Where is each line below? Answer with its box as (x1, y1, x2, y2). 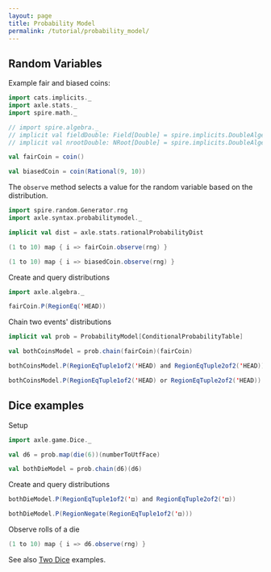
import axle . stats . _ (8, 102, 78, 110)
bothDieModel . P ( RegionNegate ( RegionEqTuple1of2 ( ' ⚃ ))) (8, 510, 194, 518)
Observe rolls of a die (8, 524, 80, 534)
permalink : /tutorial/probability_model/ (8, 27, 150, 35)
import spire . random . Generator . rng (8, 207, 128, 215)
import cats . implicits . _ (8, 94, 92, 102)
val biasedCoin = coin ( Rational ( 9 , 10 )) (8, 167, 147, 176)
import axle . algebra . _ (8, 288, 85, 296)
